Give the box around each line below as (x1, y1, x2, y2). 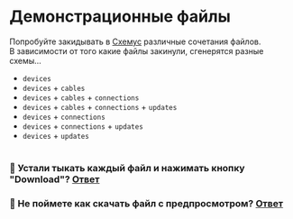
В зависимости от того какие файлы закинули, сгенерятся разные (9, 45, 264, 56)
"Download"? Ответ (9, 173, 100, 186)
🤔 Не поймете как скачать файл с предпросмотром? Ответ (9, 197, 284, 210)
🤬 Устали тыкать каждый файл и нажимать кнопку (9, 162, 245, 175)
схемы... (9, 55, 42, 66)
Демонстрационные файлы (9, 6, 232, 27)
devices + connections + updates (22, 120, 144, 132)
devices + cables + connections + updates (22, 101, 178, 112)
